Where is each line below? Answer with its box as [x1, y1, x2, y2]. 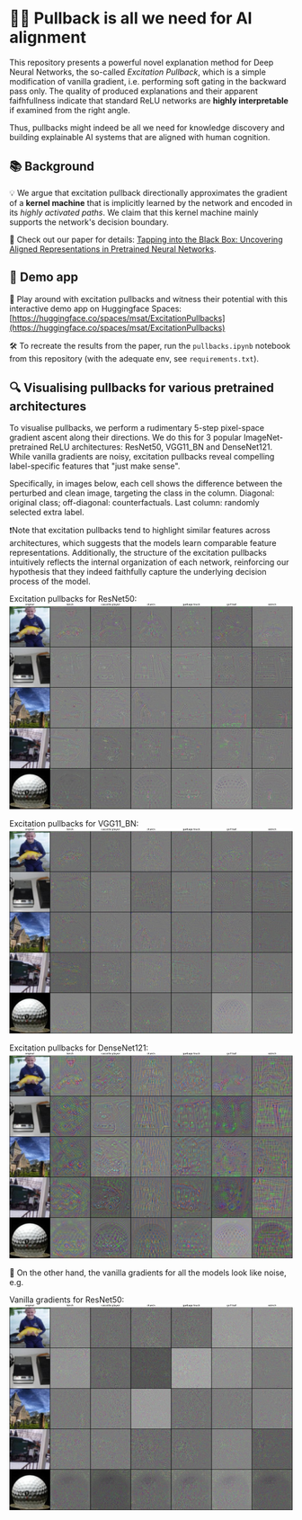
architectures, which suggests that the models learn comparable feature [9, 538, 277, 549]
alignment [9, 27, 87, 48]
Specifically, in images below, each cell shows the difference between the [9, 478, 283, 489]
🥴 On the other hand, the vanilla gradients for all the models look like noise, [9, 1267, 288, 1278]
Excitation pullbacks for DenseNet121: [9, 1042, 149, 1053]
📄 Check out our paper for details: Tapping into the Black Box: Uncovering [9, 234, 283, 245]
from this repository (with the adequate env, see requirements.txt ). [9, 353, 259, 363]
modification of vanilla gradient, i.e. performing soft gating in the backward [9, 76, 287, 86]
